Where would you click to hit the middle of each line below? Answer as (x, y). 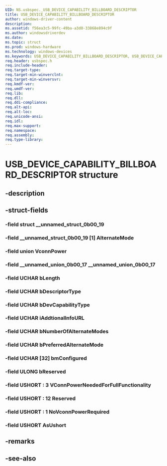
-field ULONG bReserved (36, 372)
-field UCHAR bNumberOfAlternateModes (57, 331)
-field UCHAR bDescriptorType (43, 291)
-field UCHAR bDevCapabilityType (48, 305)
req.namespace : (21, 130)
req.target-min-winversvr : (33, 79)
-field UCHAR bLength (33, 278)
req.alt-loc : (19, 112)
